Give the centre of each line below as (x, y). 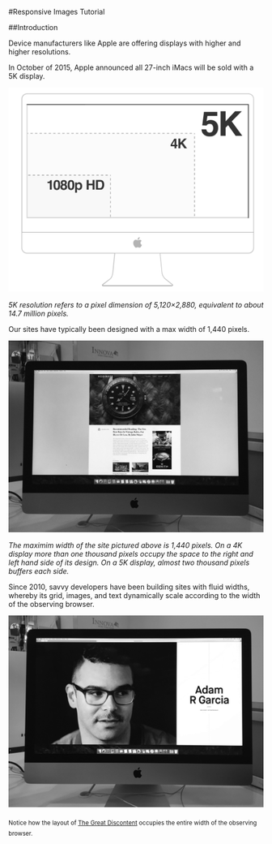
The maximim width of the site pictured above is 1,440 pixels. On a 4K (125, 545)
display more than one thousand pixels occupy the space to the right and (131, 554)
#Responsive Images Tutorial (57, 12)
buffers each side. (39, 571)
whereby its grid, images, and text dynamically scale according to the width (134, 596)
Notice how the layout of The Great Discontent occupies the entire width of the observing (133, 823)
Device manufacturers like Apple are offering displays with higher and (125, 43)
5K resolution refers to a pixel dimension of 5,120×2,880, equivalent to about (136, 305)
